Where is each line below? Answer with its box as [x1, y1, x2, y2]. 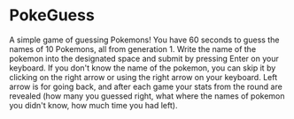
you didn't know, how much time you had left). [9, 100, 178, 110]
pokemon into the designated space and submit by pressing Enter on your [9, 53, 279, 63]
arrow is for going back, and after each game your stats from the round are [9, 81, 283, 92]
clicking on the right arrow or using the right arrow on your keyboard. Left [9, 71, 278, 82]
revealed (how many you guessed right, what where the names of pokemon [9, 90, 285, 101]
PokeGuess [9, 5, 95, 26]
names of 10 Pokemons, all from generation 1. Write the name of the [9, 43, 257, 54]
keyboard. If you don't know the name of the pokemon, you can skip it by [9, 63, 276, 73]
